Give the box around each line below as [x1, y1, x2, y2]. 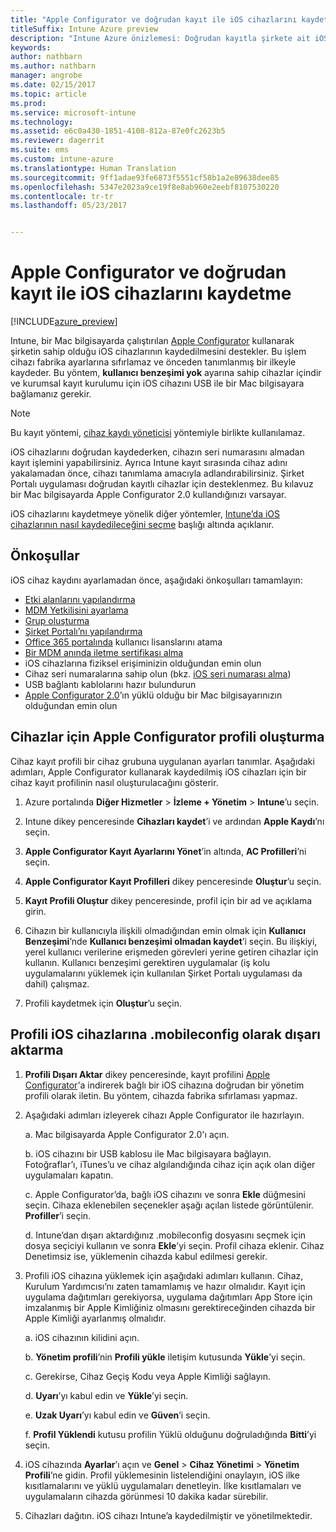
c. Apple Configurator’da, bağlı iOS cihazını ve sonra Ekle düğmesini [24, 1188, 307, 1200]
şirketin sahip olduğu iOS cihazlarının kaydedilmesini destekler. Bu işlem [10, 346, 307, 358]
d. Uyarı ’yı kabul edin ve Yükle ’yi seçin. [24, 1389, 189, 1401]
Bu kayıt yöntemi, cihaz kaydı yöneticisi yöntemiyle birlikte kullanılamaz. [10, 427, 306, 439]
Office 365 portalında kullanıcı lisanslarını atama [24, 636, 223, 648]
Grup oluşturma [24, 614, 90, 626]
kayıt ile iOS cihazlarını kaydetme [10, 282, 292, 305]
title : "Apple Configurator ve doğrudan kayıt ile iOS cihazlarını [10, 14, 298, 25]
